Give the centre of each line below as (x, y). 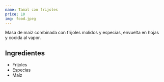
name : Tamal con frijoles (31, 10)
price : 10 (15, 14)
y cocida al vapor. (23, 38)
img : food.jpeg (21, 19)
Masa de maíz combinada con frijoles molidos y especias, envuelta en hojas (82, 33)
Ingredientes (25, 53)
